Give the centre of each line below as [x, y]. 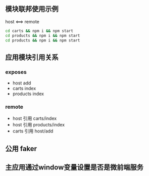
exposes [16, 72]
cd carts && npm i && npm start [39, 31]
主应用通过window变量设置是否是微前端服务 [74, 168]
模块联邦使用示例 [32, 9]
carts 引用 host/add [33, 131]
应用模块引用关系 [32, 57]
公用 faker [21, 148]
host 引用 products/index [38, 125]
